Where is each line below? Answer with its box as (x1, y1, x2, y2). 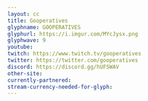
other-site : (7, 70, 43, 77)
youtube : (7, 43, 33, 51)
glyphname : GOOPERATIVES (7, 23, 81, 31)
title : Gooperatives (7, 17, 69, 24)
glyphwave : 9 (7, 37, 46, 44)
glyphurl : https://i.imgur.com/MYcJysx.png (7, 30, 139, 38)
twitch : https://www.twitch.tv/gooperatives (7, 51, 142, 58)
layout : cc (7, 10, 40, 18)
